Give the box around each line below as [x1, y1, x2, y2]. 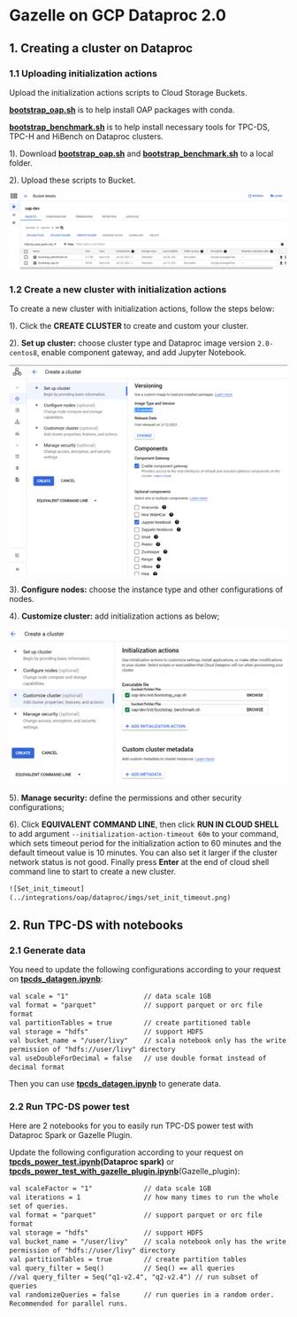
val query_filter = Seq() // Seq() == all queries [9, 1264, 236, 1273]
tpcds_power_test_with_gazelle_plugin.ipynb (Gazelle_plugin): [9, 1166, 240, 1177]
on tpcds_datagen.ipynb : [9, 974, 103, 985]
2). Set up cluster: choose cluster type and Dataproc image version [9, 338, 256, 348]
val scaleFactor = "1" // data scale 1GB [9, 1184, 212, 1193]
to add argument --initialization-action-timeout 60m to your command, [9, 829, 279, 839]
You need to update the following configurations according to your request [9, 964, 281, 975]
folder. [9, 157, 33, 168]
